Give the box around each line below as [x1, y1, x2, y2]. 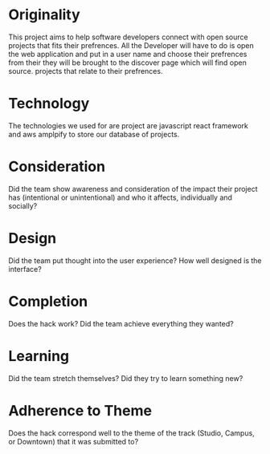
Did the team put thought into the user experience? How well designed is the [8, 255, 262, 266]
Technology [8, 95, 90, 113]
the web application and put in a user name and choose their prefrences [8, 49, 247, 59]
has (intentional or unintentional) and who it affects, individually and [8, 193, 233, 202]
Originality [8, 6, 80, 24]
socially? [8, 201, 38, 210]
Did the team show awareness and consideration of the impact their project [8, 184, 258, 193]
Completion [8, 292, 88, 310]
